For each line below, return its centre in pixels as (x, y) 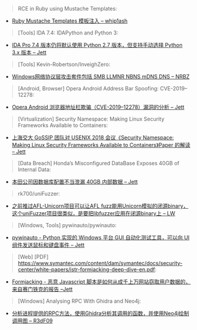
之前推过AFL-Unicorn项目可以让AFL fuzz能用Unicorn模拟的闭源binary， (100, 206)
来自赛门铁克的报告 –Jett (42, 289)
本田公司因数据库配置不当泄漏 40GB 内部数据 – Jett (75, 182)
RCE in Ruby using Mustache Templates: (67, 9)
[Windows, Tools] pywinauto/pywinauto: (67, 225)
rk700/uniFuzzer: (39, 194)
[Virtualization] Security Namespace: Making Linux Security (91, 119)
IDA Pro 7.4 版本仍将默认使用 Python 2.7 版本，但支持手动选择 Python (97, 45)
